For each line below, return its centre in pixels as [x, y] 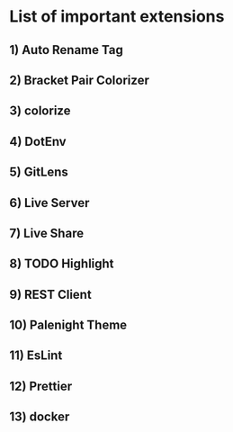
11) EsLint [36, 356]
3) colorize [40, 111]
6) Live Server [49, 203]
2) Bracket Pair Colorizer [80, 80]
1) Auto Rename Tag [66, 50]
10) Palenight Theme [68, 325]
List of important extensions [117, 17]
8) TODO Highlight [62, 264]
